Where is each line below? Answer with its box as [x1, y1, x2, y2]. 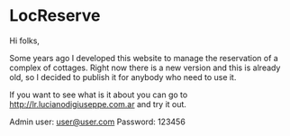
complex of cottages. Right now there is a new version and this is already [9, 62, 281, 73]
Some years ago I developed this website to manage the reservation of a [9, 52, 279, 63]
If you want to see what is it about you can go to [9, 89, 188, 100]
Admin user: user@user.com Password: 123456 [9, 116, 186, 127]
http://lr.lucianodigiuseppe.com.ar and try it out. [9, 98, 187, 109]
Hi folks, [9, 35, 41, 46]
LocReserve [9, 5, 101, 26]
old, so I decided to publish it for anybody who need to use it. [9, 71, 237, 82]
